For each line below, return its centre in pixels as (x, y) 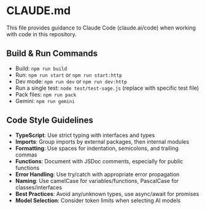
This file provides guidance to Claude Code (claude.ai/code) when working (101, 28)
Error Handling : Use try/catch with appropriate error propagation (97, 174)
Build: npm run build (41, 68)
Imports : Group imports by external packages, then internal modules (102, 141)
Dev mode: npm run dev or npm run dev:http (71, 81)
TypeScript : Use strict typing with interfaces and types (85, 135)
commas (26, 155)
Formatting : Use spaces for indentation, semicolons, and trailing (97, 148)
